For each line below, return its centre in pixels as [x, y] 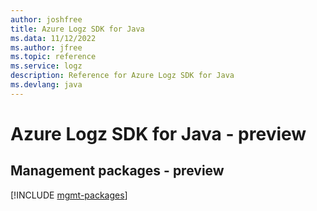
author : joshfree [46, 19]
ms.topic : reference [53, 57]
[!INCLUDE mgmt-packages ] [69, 195]
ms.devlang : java [46, 85]
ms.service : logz [46, 66]
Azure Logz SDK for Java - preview [158, 133]
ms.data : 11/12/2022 [53, 38]
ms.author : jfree [46, 47]
